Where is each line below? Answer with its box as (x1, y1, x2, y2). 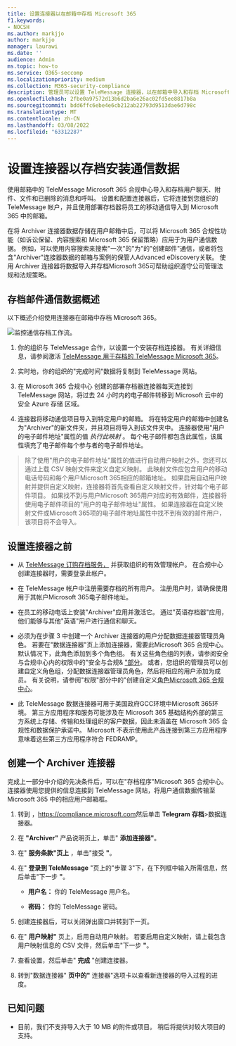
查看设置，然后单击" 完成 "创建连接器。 (17, 956, 132, 964)
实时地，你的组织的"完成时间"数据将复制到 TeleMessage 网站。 (17, 367, 202, 375)
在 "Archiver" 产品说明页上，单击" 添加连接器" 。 (17, 833, 161, 842)
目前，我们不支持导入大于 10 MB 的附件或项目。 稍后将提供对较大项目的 (17, 1022, 225, 1031)
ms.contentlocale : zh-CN (7, 115, 80, 122)
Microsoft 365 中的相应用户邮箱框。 (7, 795, 112, 803)
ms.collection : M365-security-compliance (7, 82, 131, 89)
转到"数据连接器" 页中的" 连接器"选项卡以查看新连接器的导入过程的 (17, 971, 212, 979)
